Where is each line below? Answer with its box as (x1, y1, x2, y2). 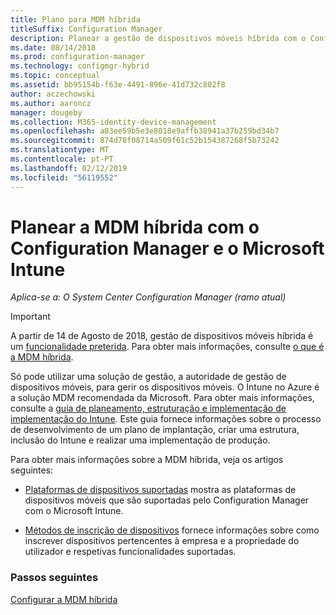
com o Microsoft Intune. (24, 505, 124, 517)
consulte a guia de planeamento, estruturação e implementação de (10, 402, 287, 415)
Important (10, 311, 51, 323)
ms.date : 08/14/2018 (10, 42, 97, 53)
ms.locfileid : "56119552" (10, 172, 118, 183)
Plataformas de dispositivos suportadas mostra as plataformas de (24, 484, 297, 496)
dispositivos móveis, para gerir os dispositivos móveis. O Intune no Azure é (10, 381, 320, 393)
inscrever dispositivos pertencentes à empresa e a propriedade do (24, 535, 300, 547)
